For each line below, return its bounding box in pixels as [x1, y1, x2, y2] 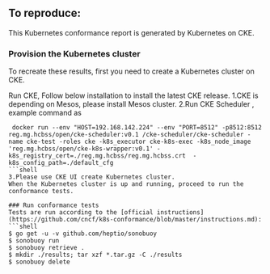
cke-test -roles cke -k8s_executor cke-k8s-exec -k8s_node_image [26, 137, 251, 146]
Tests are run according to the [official [8, 209, 154, 217]
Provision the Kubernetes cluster [8, 48, 141, 59]
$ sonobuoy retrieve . [8, 244, 85, 252]
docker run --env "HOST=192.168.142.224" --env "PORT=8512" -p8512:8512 [11, 124, 263, 132]
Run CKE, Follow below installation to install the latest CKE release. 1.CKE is [8, 91, 259, 100]
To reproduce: [8, 6, 82, 20]
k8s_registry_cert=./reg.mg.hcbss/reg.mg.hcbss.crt [8, 152, 186, 160]
